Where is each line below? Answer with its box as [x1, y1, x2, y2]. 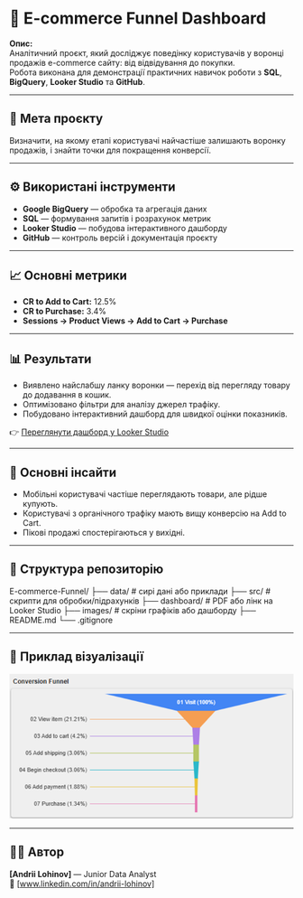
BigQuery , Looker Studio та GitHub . [9, 76, 146, 87]
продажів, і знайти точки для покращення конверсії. [9, 145, 212, 155]
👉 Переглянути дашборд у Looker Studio [9, 426, 170, 437]
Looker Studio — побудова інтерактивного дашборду [22, 222, 228, 233]
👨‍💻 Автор [9, 845, 65, 860]
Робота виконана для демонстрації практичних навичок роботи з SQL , [9, 67, 282, 78]
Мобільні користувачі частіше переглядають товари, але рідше [22, 489, 268, 500]
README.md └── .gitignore [9, 614, 114, 625]
